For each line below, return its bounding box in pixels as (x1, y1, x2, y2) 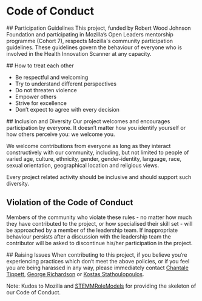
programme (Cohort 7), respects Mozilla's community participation (6, 37, 173, 44)
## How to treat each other (6, 62, 74, 69)
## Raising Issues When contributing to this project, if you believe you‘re (6, 251, 187, 259)
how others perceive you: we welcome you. (6, 130, 115, 138)
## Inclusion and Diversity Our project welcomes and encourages (6, 117, 170, 125)
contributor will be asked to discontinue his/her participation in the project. (6, 239, 193, 246)
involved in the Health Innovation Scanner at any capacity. (6, 50, 152, 57)
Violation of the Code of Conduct (6, 197, 133, 208)
